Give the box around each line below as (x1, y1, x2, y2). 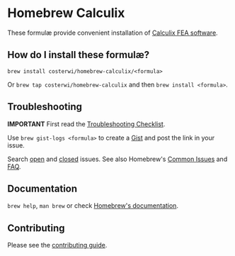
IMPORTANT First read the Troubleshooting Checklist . (7, 119, 166, 128)
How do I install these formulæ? (7, 49, 150, 61)
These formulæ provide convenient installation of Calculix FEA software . (7, 28, 218, 37)
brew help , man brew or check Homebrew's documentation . (7, 201, 179, 210)
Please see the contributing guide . (7, 241, 108, 250)
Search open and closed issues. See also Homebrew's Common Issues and (7, 155, 228, 163)
